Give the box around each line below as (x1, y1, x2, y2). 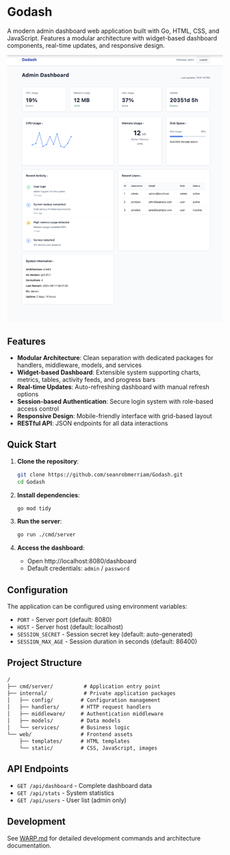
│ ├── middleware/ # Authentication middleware (7, 710, 164, 717)
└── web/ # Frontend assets (7, 730, 133, 738)
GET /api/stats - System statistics (16, 789, 115, 797)
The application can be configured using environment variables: (7, 602, 188, 611)
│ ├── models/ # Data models (7, 717, 121, 724)
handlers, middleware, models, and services (16, 361, 142, 369)
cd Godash (16, 478, 46, 485)
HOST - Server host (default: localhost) (16, 623, 123, 631)
